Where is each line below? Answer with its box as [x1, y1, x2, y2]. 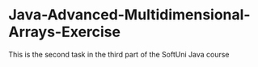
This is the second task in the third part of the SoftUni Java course [8, 49, 230, 59]
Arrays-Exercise [8, 23, 121, 41]
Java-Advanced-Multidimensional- [8, 6, 251, 24]
